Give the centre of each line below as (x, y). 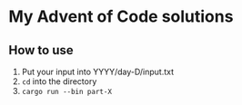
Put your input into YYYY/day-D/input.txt (98, 72)
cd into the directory (59, 81)
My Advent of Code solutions (121, 17)
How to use (41, 50)
